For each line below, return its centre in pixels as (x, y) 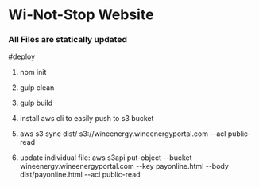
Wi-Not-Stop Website (81, 15)
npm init (33, 72)
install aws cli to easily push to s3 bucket (87, 119)
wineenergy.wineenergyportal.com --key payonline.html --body (124, 166)
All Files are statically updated (68, 40)
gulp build (36, 103)
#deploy (22, 56)
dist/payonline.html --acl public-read (80, 175)
